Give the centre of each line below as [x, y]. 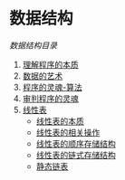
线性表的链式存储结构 [76, 155]
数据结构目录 [33, 45]
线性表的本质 [60, 121]
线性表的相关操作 [68, 132]
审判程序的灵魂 [50, 98]
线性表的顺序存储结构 [76, 143]
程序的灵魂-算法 [53, 87]
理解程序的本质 [50, 64]
